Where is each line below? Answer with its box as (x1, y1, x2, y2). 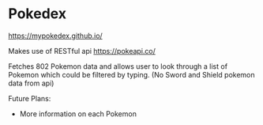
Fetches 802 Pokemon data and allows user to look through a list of (8, 61, 227, 71)
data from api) (8, 78, 54, 88)
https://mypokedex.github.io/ (8, 31, 103, 40)
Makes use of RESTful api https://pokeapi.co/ (8, 46, 156, 55)
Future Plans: (8, 93, 51, 103)
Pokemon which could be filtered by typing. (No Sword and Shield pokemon (8, 70, 255, 79)
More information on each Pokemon (19, 108, 137, 119)
